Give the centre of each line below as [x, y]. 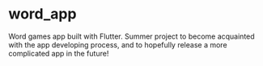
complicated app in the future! [59, 53]
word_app [42, 14]
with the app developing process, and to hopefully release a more [118, 44]
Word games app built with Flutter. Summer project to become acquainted [131, 36]
